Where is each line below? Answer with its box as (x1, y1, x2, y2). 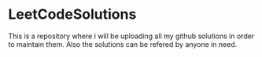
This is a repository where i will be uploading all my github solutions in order (8, 31, 255, 41)
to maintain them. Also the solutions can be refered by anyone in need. (8, 39, 238, 48)
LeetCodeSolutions (8, 5, 137, 23)
